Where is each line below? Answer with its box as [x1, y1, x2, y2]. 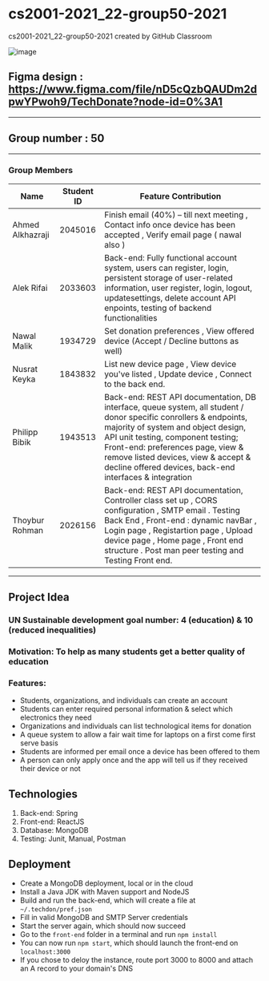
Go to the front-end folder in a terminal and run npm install [19, 930, 218, 939]
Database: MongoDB [19, 826, 89, 835]
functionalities [103, 312, 158, 323]
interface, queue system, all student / [103, 402, 244, 413]
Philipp [12, 426, 38, 438]
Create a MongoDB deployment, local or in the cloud [19, 878, 194, 888]
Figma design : [8, 70, 84, 84]
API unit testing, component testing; [103, 431, 239, 442]
